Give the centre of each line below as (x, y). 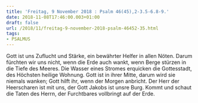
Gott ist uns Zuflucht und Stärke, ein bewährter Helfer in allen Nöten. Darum (99, 56)
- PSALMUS (18, 39)
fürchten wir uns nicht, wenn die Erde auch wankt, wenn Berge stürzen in (96, 62)
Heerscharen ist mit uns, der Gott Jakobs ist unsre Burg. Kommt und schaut (99, 87)
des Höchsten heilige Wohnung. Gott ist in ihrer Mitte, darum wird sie (91, 75)
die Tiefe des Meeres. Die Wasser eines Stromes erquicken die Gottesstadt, (99, 68)
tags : (13, 34)
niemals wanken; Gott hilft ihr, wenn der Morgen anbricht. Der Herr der (93, 81)
